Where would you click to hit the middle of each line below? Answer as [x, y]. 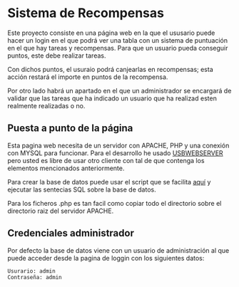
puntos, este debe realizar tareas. [57, 56]
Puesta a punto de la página [70, 129]
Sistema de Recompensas [86, 13]
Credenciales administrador [71, 233]
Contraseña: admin [35, 277]
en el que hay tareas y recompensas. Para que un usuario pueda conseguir [118, 48]
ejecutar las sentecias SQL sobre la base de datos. [82, 189]
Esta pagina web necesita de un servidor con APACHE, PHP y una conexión [118, 145]
